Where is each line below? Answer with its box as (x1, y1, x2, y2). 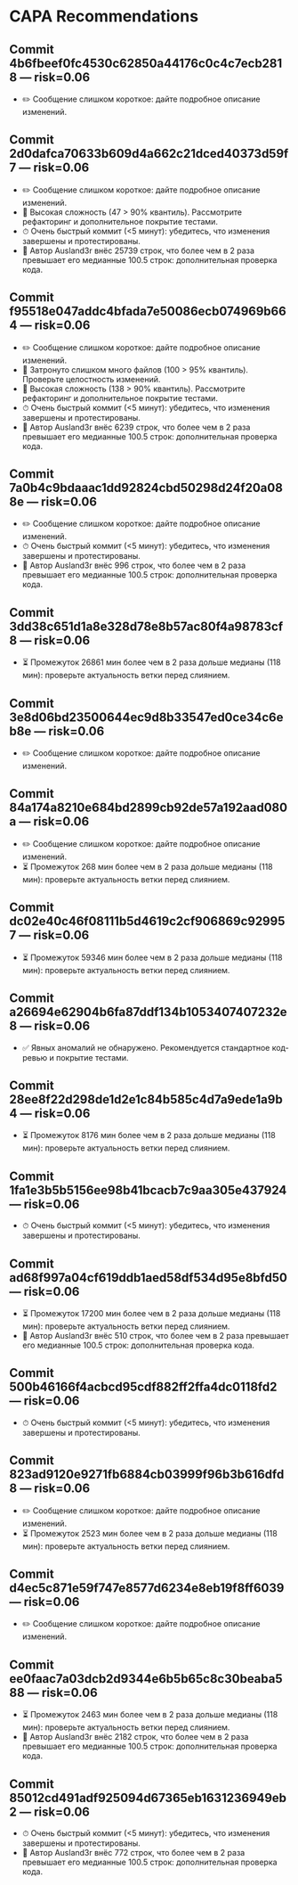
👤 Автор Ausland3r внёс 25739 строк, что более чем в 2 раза (21, 245, 255, 256)
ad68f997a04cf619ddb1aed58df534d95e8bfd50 (9, 1270, 287, 1285)
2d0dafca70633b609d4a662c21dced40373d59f (9, 146, 289, 161)
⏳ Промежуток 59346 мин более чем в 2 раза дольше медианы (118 (21, 952, 283, 963)
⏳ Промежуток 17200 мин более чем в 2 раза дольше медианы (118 (21, 1307, 281, 1318)
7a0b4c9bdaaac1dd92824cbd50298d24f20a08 (9, 480, 283, 496)
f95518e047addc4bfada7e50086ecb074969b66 (9, 304, 286, 319)
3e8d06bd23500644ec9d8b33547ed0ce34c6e (9, 709, 284, 725)
